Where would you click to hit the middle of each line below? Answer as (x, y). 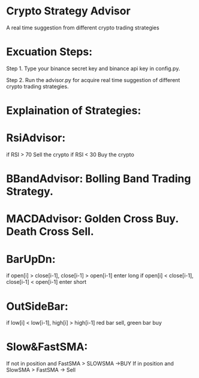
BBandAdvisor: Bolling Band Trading (99, 179)
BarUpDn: (31, 259)
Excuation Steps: (49, 52)
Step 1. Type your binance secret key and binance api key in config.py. (93, 68)
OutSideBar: (37, 306)
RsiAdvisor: (36, 138)
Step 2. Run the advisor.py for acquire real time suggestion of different (93, 80)
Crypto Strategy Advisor (68, 11)
